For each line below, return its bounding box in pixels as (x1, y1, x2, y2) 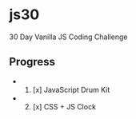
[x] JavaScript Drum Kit (32, 85, 110, 94)
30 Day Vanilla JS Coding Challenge (9, 32, 128, 42)
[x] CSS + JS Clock (32, 101, 97, 111)
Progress (9, 55, 55, 69)
